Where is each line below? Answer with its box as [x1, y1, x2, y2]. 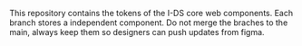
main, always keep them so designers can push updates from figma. [9, 27, 265, 37]
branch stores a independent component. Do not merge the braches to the [9, 17, 288, 28]
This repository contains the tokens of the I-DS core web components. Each [9, 8, 293, 18]
